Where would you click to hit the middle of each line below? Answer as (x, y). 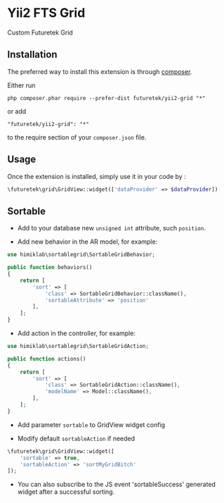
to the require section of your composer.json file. (77, 137)
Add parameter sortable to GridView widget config (91, 425)
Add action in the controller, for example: (76, 333)
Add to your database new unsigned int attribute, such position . (111, 228)
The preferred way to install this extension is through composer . (100, 71)
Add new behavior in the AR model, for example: (87, 242)
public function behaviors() (50, 268)
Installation (32, 55)
